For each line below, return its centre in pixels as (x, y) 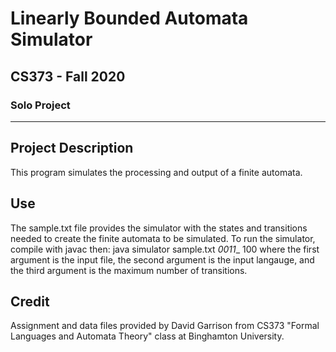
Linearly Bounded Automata (129, 18)
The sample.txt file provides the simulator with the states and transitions (159, 228)
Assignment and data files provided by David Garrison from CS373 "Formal (165, 326)
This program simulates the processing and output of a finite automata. (156, 172)
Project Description (72, 148)
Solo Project (40, 105)
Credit (30, 301)
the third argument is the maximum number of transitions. (129, 270)
